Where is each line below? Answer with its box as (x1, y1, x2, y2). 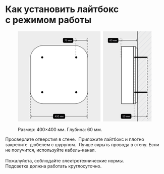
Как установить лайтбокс (5, 4, 119, 15)
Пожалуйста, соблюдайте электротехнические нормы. (5, 158, 125, 164)
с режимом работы (5, 14, 92, 26)
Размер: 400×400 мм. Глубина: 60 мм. (18, 127, 102, 133)
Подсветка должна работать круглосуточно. (5, 163, 102, 169)
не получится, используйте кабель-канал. (5, 147, 96, 153)
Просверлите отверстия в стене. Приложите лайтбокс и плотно (5, 136, 145, 142)
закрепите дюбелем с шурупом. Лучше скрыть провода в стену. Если (5, 142, 159, 148)
